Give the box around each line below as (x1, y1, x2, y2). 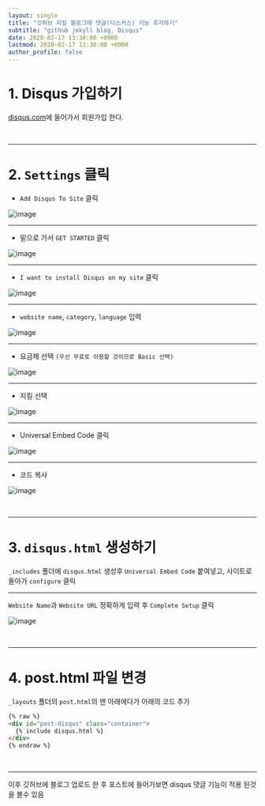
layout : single (8, 11, 58, 20)
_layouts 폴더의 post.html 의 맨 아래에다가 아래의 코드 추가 (8, 696, 191, 706)
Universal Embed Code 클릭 (19, 430, 110, 439)
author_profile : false (8, 48, 83, 56)
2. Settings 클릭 (8, 166, 110, 184)
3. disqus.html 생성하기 (8, 539, 156, 557)
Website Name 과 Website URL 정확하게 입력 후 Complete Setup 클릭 (8, 600, 215, 609)
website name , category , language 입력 (19, 311, 142, 321)
